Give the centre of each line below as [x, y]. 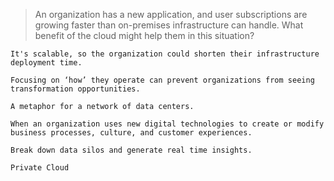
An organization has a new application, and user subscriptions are [171, 14]
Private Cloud [40, 168]
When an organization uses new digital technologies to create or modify [167, 124]
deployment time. [46, 63]
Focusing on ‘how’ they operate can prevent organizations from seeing [162, 80]
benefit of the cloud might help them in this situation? [144, 35]
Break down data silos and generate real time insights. [131, 150]
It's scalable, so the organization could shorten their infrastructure [165, 54]
